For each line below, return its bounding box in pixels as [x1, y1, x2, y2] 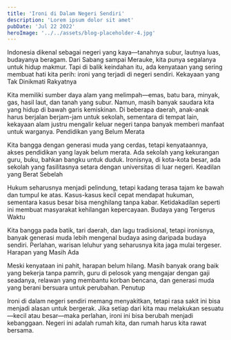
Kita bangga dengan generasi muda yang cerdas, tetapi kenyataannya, [7, 141, 208, 149]
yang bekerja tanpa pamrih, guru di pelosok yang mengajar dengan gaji [7, 269, 210, 277]
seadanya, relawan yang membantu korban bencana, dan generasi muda [7, 277, 215, 285]
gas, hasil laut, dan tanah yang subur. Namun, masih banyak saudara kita [7, 98, 214, 107]
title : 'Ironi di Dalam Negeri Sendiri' [7, 10, 125, 17]
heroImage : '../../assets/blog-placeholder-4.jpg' [7, 29, 156, 37]
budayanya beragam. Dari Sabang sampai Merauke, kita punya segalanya [7, 56, 217, 64]
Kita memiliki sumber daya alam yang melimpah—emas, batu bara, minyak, [7, 91, 220, 99]
